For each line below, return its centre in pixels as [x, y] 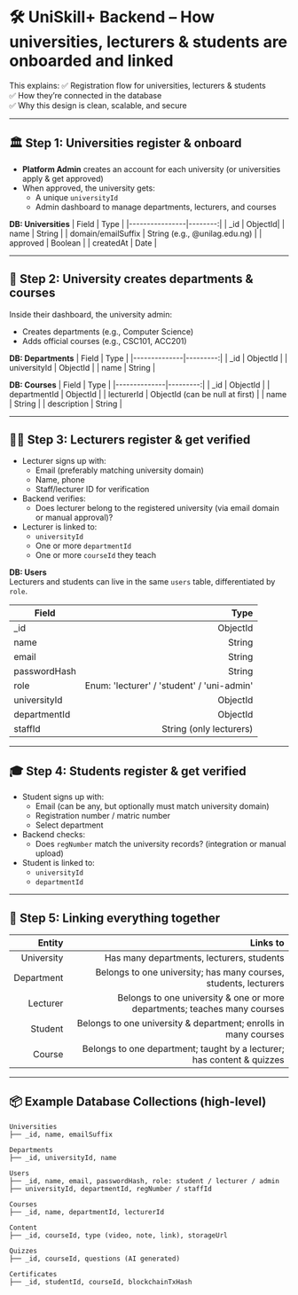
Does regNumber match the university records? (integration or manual [161, 844]
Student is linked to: [58, 863]
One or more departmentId [83, 545]
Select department [69, 825]
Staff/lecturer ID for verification [92, 490]
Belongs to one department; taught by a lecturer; [183, 1049]
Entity [51, 943]
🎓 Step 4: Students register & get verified [128, 771]
